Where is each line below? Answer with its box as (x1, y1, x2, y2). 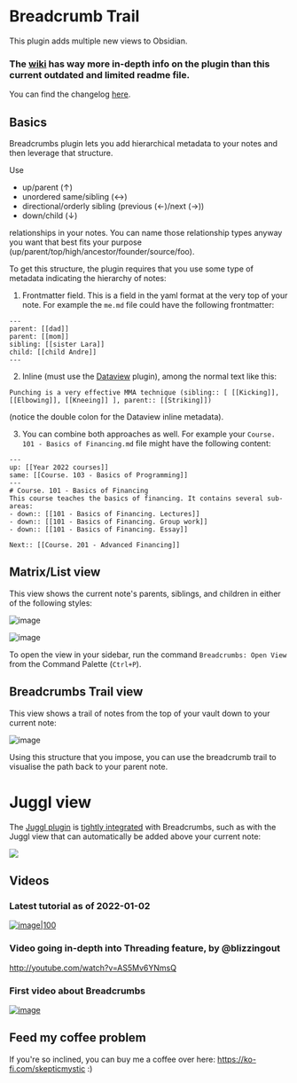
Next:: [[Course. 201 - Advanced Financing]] (9, 541, 180, 550)
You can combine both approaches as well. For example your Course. (21, 428, 276, 440)
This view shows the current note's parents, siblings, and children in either (9, 588, 281, 599)
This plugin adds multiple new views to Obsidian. (9, 35, 188, 46)
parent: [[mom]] (9, 333, 69, 341)
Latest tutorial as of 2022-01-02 (9, 899, 151, 912)
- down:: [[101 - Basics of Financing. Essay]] (9, 525, 189, 534)
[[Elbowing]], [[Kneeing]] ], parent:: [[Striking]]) (9, 396, 213, 405)
